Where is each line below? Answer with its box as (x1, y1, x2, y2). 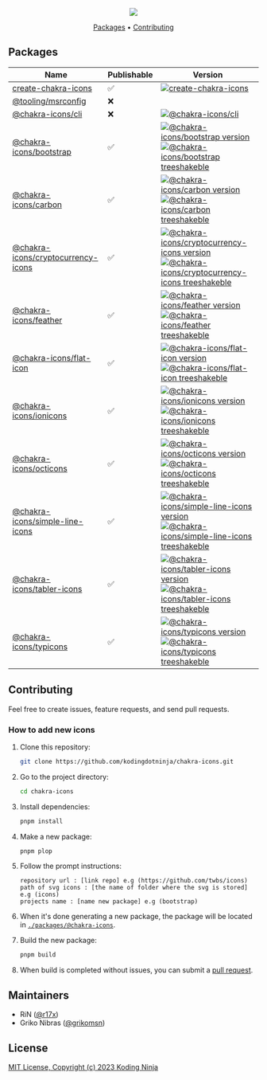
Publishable (106, 68, 153, 80)
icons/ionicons (12, 410, 68, 421)
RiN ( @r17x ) (19, 1010, 59, 1019)
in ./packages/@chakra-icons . (19, 920, 116, 929)
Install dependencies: (19, 801, 91, 812)
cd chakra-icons (19, 787, 74, 796)
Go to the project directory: (19, 772, 109, 781)
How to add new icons (8, 724, 95, 735)
